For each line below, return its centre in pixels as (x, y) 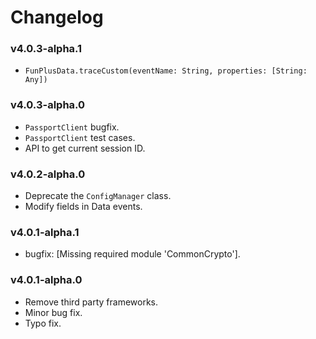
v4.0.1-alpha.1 (45, 232)
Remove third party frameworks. (91, 302)
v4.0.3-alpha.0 (48, 105)
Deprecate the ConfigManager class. (98, 196)
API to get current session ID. (85, 148)
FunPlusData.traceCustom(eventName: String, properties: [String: (166, 71)
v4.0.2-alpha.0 (48, 174)
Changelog (57, 17)
